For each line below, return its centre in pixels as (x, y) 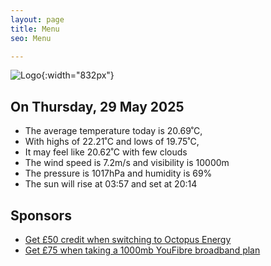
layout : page (37, 19)
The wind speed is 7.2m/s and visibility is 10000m (127, 163)
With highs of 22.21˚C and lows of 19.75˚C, (112, 142)
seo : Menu (31, 38)
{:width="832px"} (78, 75)
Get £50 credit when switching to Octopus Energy (128, 239)
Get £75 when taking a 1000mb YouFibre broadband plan (142, 250)
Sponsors (41, 215)
